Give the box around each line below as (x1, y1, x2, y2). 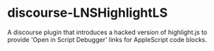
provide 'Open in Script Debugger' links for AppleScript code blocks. (7, 35, 208, 43)
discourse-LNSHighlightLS (7, 5, 168, 21)
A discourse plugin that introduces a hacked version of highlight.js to (7, 28, 208, 36)
